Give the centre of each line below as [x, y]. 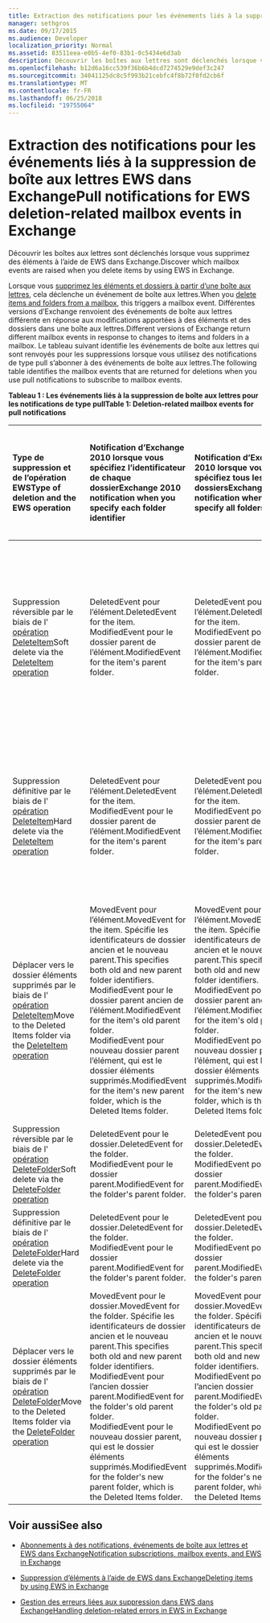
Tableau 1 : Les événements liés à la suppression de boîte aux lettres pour [133, 396]
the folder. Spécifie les [132, 1316]
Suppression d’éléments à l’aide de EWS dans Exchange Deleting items [136, 1577]
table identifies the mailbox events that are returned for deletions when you [133, 372]
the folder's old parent [132, 1407]
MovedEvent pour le [128, 1296]
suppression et [42, 468]
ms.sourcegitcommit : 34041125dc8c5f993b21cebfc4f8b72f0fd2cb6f [117, 76]
